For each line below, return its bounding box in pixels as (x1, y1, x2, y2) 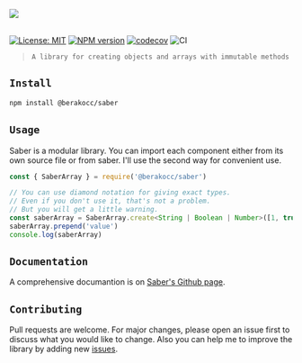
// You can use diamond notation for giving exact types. (9, 188, 231, 197)
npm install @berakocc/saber (9, 98, 119, 107)
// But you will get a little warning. (9, 205, 159, 214)
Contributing (9, 303, 83, 315)
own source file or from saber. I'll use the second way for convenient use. (9, 154, 281, 166)
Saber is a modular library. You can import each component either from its (9, 145, 284, 156)
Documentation (9, 255, 88, 268)
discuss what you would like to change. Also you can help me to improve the (9, 334, 293, 345)
